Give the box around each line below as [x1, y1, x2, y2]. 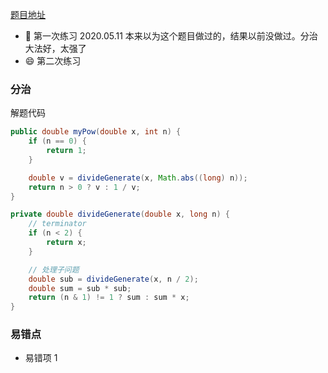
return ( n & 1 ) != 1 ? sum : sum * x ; [28, 293, 190, 303]
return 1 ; [46, 146, 87, 156]
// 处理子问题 [28, 264, 80, 275]
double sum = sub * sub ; [28, 283, 132, 293]
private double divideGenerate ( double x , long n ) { [10, 209, 230, 220]
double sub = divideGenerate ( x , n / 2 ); [28, 274, 199, 284]
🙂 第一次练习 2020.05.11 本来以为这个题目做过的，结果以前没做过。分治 [24, 30, 318, 42]
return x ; [46, 238, 87, 248]
